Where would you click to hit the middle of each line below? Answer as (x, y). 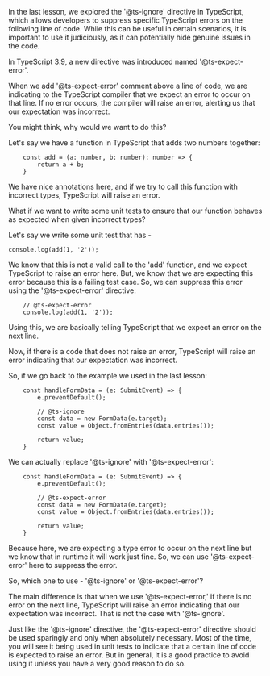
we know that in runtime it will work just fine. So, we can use (109, 557)
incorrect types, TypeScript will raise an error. (84, 195)
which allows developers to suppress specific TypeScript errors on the (126, 20)
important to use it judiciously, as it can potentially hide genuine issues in (130, 37)
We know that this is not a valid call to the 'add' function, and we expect (128, 265)
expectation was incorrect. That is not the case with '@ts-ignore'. (117, 613)
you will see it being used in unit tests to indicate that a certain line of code (132, 646)
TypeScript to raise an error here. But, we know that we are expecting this (131, 273)
